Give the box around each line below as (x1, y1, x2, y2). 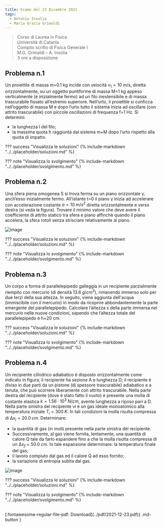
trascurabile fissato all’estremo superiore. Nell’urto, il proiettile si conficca (5, 99, 153, 105)
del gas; (12, 447, 28, 453)
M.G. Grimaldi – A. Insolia (17, 50, 67, 56)
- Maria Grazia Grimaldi (9, 21, 60, 26)
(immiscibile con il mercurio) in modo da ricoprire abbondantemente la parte (5, 299, 159, 305)
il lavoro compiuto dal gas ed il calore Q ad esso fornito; (12, 453, 124, 459)
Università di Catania (17, 40, 60, 45)
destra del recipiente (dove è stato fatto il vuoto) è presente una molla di (5, 392, 150, 398)
